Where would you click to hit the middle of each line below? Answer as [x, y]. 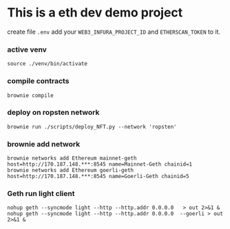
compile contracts [38, 81]
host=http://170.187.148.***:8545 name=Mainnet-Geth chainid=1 [100, 164]
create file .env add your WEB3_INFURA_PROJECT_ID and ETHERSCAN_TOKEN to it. [114, 32]
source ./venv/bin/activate [48, 64]
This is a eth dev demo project [95, 13]
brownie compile [30, 95]
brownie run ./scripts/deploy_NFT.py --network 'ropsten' [92, 127]
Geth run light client [41, 194]
